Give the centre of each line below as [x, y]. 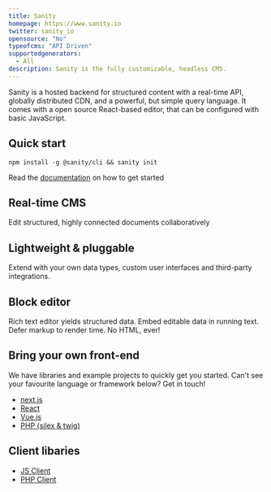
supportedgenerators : [45, 54]
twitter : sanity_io [41, 31]
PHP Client [38, 479]
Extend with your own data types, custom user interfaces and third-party [130, 268]
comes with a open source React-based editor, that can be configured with [134, 109]
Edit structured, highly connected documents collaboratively [109, 222]
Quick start [37, 144]
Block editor [40, 302]
